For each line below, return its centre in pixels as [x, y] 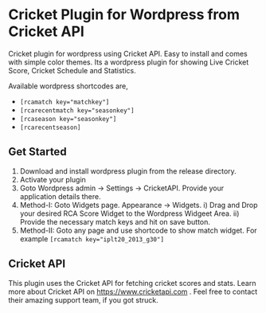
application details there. [60, 196]
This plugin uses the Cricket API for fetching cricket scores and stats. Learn [132, 283]
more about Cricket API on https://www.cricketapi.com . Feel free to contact [133, 291]
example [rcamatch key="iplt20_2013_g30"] [92, 239]
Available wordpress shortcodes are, [68, 86]
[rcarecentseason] [50, 127]
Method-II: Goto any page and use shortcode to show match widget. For [138, 230]
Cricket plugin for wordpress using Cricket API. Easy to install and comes [128, 53]
